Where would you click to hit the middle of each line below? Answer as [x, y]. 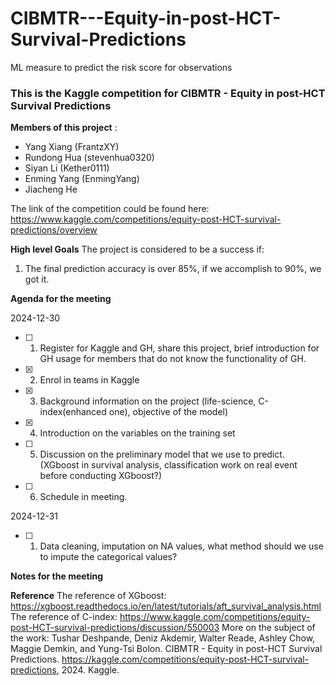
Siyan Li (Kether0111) [67, 168]
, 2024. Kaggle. [88, 670]
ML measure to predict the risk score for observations [121, 67]
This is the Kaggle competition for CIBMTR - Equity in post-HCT [168, 93]
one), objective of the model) [168, 412]
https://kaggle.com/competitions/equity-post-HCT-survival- [185, 659]
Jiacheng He [51, 189]
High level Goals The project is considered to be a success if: [137, 249]
